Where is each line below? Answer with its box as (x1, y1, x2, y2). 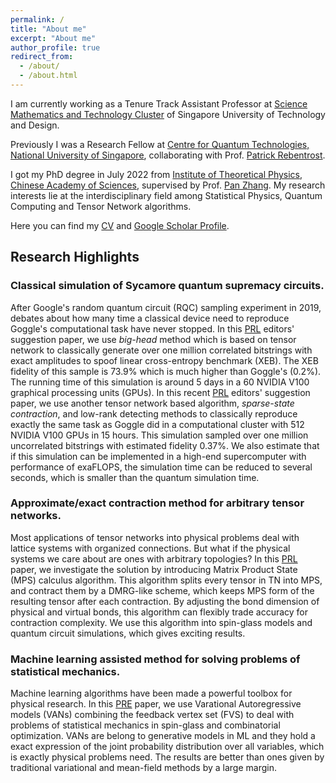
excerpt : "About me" (10, 33, 97, 43)
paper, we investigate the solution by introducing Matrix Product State (10, 563, 298, 575)
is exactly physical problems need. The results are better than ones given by (10, 751, 325, 763)
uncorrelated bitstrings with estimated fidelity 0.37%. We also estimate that (10, 439, 320, 451)
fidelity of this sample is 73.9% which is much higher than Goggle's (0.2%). (10, 365, 322, 377)
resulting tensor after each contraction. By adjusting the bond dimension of (10, 595, 320, 607)
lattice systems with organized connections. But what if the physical (10, 542, 291, 554)
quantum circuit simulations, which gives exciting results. (10, 627, 246, 639)
